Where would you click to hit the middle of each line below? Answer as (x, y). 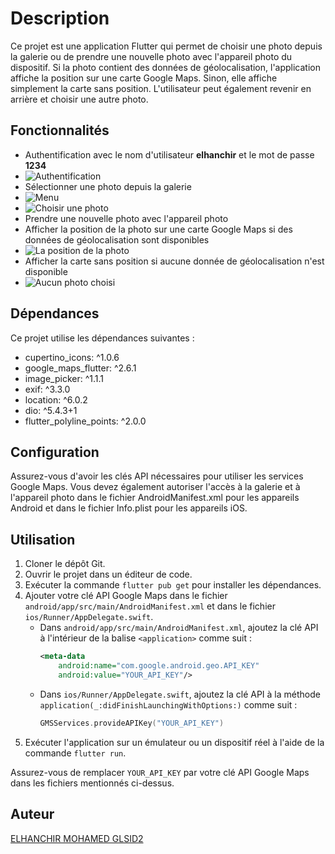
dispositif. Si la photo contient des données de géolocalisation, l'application (166, 67)
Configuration (55, 452)
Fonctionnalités (60, 130)
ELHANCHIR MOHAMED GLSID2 (77, 838)
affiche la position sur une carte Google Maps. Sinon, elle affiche (144, 78)
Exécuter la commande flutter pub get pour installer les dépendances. (173, 585)
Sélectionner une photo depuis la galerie (108, 186)
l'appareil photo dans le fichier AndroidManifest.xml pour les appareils (155, 498)
